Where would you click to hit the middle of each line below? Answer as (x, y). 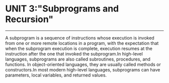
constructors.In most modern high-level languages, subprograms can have (83, 69)
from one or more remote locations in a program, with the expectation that (82, 43)
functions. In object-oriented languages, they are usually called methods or (83, 64)
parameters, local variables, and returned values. (56, 75)
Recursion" (29, 19)
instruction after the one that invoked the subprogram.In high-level (74, 53)
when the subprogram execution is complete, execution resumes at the (79, 48)
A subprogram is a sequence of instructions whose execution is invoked (80, 37)
